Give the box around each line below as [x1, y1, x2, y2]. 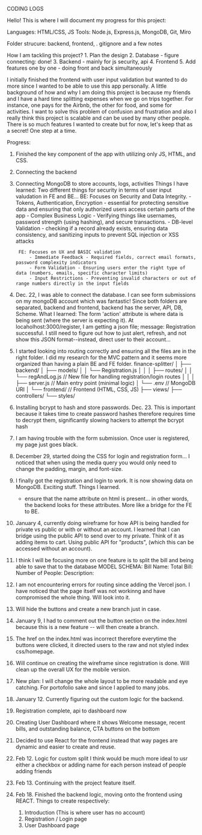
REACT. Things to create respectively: [15, 797, 110, 804]
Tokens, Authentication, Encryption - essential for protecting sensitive [15, 199, 189, 206]
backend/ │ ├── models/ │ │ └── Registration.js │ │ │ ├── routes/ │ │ [15, 366, 193, 374]
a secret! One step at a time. [7, 127, 77, 134]
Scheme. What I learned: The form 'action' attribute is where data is [15, 311, 184, 317]
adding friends [15, 768, 52, 774]
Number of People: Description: [15, 569, 94, 576]
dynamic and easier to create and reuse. [15, 743, 116, 750]
